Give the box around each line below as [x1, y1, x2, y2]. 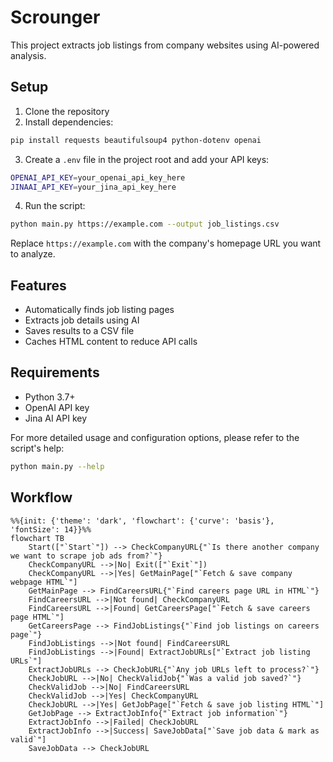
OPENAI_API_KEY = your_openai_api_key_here [10, 172, 186, 183]
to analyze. [10, 248, 56, 260]
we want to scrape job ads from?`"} [10, 551, 163, 561]
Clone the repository [24, 105, 110, 117]
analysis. [10, 49, 47, 61]
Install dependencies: [24, 116, 114, 128]
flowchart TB [10, 533, 65, 543]
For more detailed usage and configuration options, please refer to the [10, 431, 300, 443]
